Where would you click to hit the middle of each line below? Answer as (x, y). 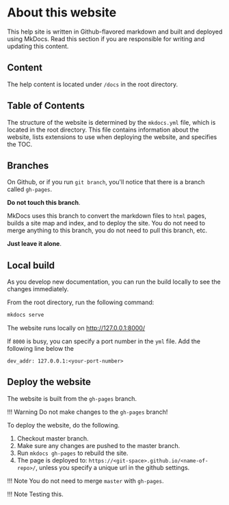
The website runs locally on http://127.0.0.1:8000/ (76, 328)
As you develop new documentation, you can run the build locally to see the (114, 282)
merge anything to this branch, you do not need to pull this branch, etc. (107, 230)
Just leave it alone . (34, 244)
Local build (31, 265)
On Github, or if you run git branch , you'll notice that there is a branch (106, 182)
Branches (28, 165)
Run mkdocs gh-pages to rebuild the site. (72, 453)
